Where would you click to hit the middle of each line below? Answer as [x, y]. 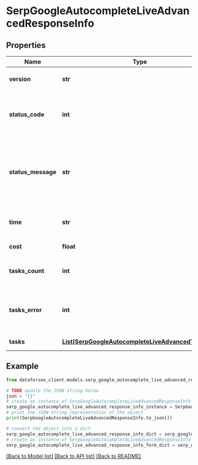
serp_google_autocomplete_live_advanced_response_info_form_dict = [91, 445]
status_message [33, 172]
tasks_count [27, 271]
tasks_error [26, 310]
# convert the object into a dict [49, 428]
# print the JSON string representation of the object [75, 412]
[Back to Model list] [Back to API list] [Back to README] [74, 456]
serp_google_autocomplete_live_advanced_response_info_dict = [84, 434]
